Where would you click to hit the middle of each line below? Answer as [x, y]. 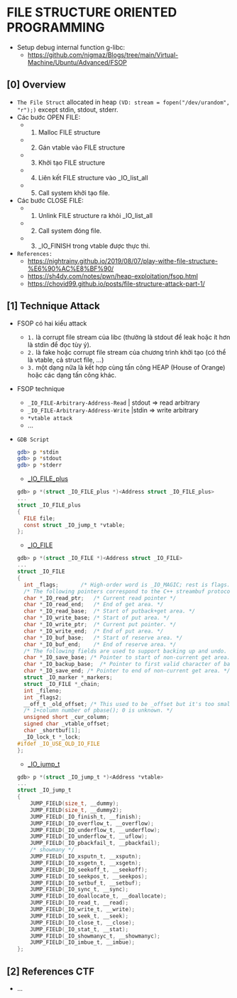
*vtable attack [50, 418]
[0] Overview [37, 85]
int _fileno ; [43, 691]
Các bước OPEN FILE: [49, 117]
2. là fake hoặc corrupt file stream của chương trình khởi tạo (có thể [127, 352]
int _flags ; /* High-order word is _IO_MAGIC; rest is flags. [127, 585]
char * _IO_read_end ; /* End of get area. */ [94, 605]
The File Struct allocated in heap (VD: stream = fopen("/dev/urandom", [123, 102]
